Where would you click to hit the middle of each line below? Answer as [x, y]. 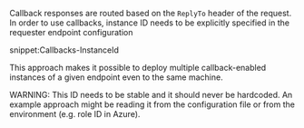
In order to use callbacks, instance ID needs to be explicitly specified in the [150, 23]
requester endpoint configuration [71, 32]
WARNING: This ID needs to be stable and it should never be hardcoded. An [151, 95]
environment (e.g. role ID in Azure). [75, 114]
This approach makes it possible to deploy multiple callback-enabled [138, 68]
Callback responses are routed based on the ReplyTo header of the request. [151, 13]
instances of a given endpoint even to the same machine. [117, 77]
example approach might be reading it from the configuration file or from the [152, 104]
